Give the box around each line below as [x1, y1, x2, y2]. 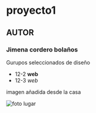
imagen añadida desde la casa [6, 88, 82, 96]
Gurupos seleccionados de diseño [6, 59, 91, 66]
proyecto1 [6, 4, 56, 17]
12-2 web [14, 70, 39, 78]
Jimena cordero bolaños [6, 45, 79, 54]
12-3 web [14, 77, 38, 84]
